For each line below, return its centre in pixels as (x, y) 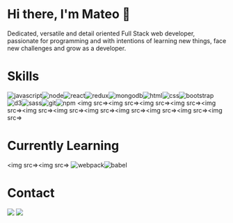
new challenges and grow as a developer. (67, 48)
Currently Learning (63, 146)
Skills (23, 76)
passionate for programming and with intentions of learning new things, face (117, 40)
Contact (31, 193)
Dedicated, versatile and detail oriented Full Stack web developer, (101, 33)
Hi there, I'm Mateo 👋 (69, 14)
